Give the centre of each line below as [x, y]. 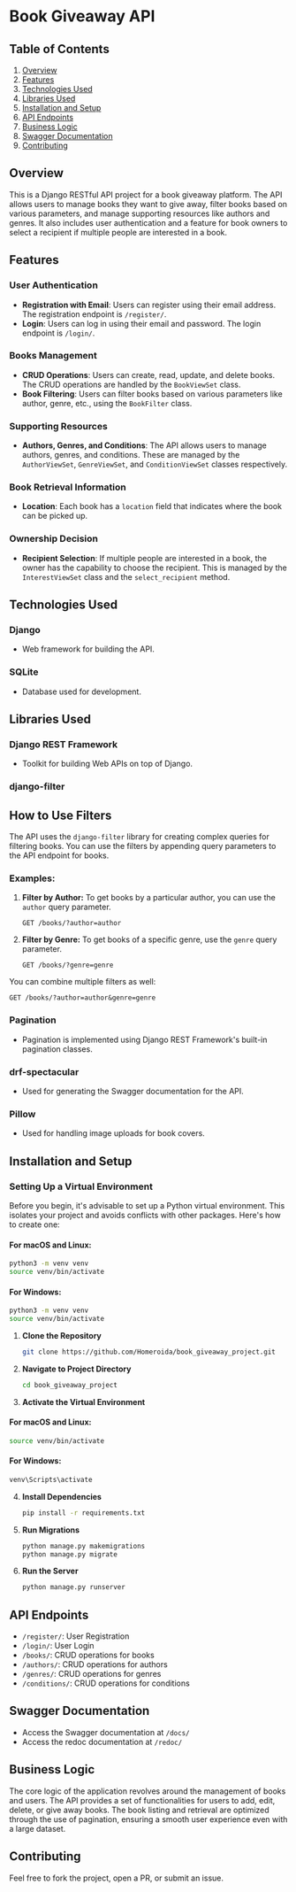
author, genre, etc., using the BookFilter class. [107, 403]
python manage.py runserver [73, 1587]
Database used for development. [81, 691]
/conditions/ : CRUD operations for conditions [106, 1683]
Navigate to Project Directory [76, 1369]
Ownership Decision [54, 539]
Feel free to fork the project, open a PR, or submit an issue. [116, 1878]
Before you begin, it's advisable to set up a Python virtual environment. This [147, 1205]
